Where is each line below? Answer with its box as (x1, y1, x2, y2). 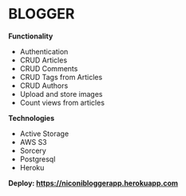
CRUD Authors (19, 81, 69, 90)
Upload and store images (19, 89, 103, 98)
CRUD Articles (19, 55, 68, 65)
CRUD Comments (19, 63, 78, 73)
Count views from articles (19, 98, 105, 107)
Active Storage (19, 129, 69, 138)
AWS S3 (19, 137, 48, 146)
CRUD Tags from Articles (19, 72, 103, 82)
